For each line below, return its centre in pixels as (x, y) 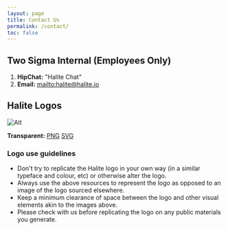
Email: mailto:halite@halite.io (58, 84)
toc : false (23, 33)
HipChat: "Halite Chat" (49, 77)
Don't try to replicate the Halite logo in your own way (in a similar (109, 168)
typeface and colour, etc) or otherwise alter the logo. (92, 176)
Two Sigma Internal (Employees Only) (89, 60)
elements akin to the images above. (67, 205)
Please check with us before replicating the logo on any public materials (119, 212)
